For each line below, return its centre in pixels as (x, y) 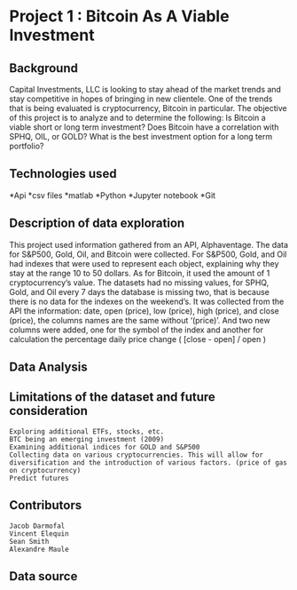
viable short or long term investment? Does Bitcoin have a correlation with (144, 127)
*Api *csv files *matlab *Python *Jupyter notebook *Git (112, 195)
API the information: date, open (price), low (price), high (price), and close (144, 311)
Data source (43, 576)
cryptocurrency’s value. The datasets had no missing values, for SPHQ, (139, 283)
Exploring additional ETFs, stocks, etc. (87, 431)
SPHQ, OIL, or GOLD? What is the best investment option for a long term (141, 136)
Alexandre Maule (39, 549)
